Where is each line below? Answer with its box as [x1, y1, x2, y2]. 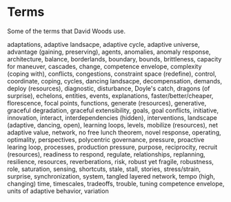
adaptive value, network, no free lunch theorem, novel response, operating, [7, 128, 221, 137]
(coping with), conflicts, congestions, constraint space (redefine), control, [7, 70, 217, 78]
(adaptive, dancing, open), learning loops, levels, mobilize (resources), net [7, 121, 219, 129]
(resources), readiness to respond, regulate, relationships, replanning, [7, 150, 205, 159]
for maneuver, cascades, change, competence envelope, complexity [7, 62, 202, 70]
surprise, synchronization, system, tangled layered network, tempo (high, [7, 172, 215, 180]
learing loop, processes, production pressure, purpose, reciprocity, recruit [7, 143, 218, 151]
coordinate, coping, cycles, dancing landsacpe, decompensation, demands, [7, 77, 223, 85]
